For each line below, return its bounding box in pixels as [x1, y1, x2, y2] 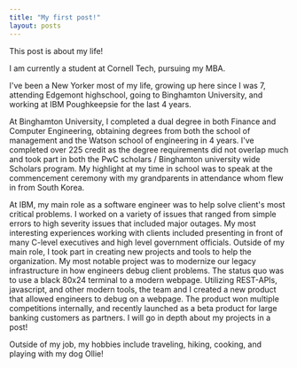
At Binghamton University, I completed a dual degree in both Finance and [9, 116, 277, 127]
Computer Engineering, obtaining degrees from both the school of [9, 125, 251, 136]
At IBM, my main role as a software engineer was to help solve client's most [9, 199, 285, 209]
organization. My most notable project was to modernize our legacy [9, 255, 257, 266]
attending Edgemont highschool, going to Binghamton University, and [9, 90, 263, 100]
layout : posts [9, 21, 62, 30]
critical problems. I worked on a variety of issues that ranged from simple [9, 208, 277, 219]
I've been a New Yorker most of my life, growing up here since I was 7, [9, 80, 266, 90]
